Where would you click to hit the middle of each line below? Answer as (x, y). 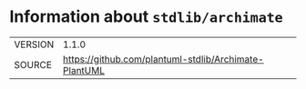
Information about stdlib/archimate (147, 17)
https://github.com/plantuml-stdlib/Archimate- (163, 59)
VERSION (34, 44)
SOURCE (33, 64)
